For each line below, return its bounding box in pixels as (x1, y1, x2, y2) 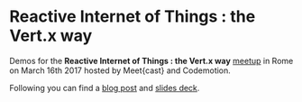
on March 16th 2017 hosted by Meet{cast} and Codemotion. (9, 65, 232, 76)
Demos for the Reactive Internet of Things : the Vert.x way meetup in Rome (9, 55, 294, 66)
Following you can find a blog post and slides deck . (9, 82, 200, 93)
